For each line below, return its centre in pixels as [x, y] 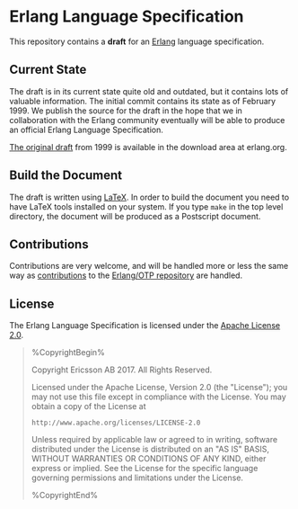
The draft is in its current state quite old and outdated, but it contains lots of [149, 91]
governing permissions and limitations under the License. [137, 478]
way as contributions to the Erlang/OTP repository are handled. [126, 275]
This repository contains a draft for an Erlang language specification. [137, 41]
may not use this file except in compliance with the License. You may [159, 397]
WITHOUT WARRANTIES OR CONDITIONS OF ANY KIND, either [149, 459]
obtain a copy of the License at [88, 406]
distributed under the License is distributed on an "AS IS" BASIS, [150, 449]
